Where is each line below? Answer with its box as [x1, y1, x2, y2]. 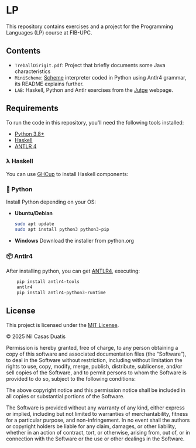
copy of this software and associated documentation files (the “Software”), [6, 350, 187, 357]
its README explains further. [14, 80, 84, 87]
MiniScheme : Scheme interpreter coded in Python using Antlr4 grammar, [14, 74, 187, 81]
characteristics [14, 68, 51, 75]
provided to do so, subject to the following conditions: [6, 375, 136, 382]
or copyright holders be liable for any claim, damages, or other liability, [6, 422, 177, 430]
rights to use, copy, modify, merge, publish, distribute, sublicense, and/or [6, 363, 183, 370]
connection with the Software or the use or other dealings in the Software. [6, 435, 185, 442]
